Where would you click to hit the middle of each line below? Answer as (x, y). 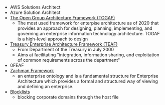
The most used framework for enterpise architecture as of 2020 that (88, 23)
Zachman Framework (32, 71)
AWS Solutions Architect (35, 7)
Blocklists (20, 92)
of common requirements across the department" (69, 60)
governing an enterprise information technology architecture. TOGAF (89, 34)
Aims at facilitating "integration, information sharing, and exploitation (88, 55)
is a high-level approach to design (53, 39)
